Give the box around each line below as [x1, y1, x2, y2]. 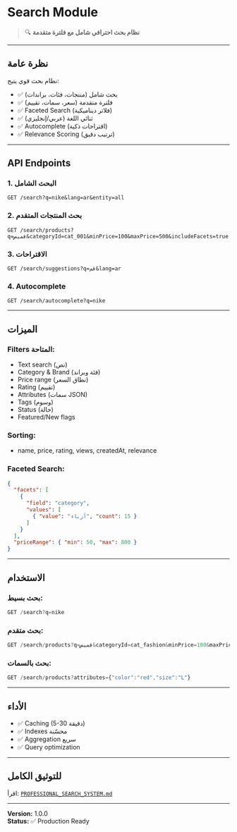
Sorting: [7, 430, 37, 440]
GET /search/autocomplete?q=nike [7, 298, 106, 305]
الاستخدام [7, 572, 46, 584]
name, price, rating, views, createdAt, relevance [17, 446, 157, 455]
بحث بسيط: [7, 593, 44, 603]
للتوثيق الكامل [7, 770, 62, 783]
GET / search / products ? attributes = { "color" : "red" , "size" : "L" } [7, 674, 191, 681]
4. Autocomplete [7, 281, 66, 291]
